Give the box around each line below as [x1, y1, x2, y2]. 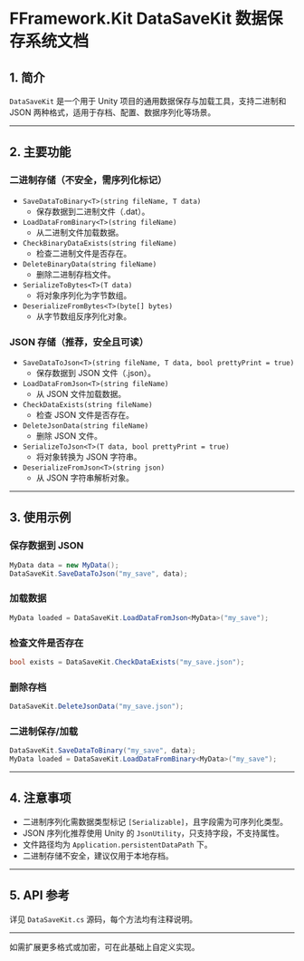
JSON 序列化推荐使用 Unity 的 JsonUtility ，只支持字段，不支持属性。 [22, 827, 285, 839]
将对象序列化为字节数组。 [35, 289, 132, 300]
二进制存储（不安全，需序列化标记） [9, 174, 167, 187]
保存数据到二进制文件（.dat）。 [35, 206, 150, 217]
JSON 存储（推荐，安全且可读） [9, 335, 149, 348]
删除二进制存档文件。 [35, 268, 116, 279]
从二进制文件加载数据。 [35, 227, 124, 238]
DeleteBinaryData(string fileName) [22, 259, 157, 268]
